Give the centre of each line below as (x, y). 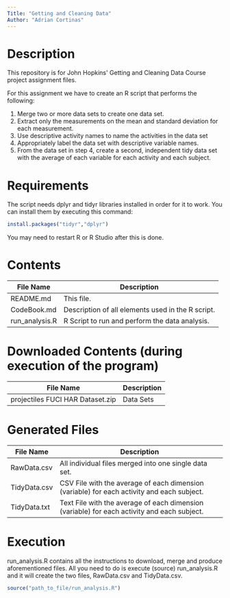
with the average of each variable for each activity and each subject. (114, 158)
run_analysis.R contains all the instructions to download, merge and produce (115, 561)
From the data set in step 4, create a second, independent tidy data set (117, 150)
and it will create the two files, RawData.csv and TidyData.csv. (95, 575)
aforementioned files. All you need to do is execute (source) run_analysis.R (112, 568)
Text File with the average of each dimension (131, 503)
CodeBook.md (34, 310)
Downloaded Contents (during (95, 352)
